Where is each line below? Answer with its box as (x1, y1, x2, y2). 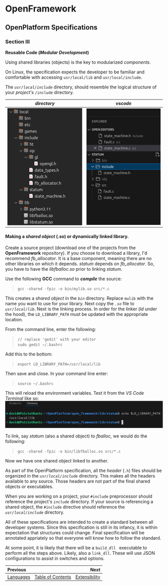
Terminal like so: (5, 395, 39, 401)
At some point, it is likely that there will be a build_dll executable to (5, 545, 147, 551)
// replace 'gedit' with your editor (17, 337, 96, 342)
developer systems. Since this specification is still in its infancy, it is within (5, 524, 158, 530)
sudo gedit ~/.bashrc (17, 342, 62, 347)
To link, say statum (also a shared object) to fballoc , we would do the (5, 433, 147, 439)
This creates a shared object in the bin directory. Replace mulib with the (5, 295, 153, 301)
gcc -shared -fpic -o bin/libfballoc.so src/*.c (17, 449, 121, 454)
